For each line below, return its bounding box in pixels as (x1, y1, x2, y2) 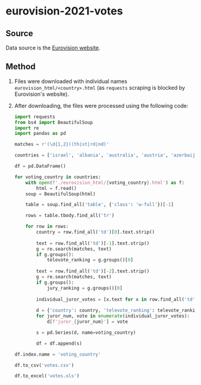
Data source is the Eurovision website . (5, 44, 100, 51)
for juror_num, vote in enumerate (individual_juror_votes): (36, 313, 190, 319)
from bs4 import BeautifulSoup (14, 119, 93, 125)
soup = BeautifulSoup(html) (25, 191, 96, 197)
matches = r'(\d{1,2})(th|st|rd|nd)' (14, 142, 110, 148)
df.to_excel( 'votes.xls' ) (14, 373, 79, 379)
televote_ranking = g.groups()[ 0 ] (46, 257, 134, 263)
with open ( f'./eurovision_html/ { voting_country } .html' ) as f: (25, 180, 185, 186)
